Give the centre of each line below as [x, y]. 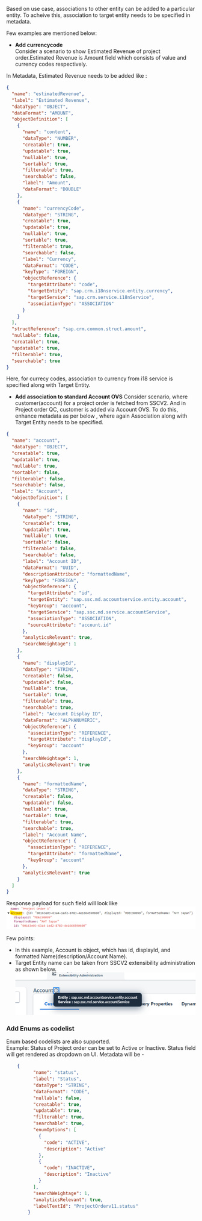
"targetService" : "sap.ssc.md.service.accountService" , [99, 612]
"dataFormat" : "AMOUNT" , [43, 113]
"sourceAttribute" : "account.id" [70, 625]
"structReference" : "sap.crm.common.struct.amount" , [79, 329]
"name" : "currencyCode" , [53, 208]
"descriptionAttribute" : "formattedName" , [76, 574]
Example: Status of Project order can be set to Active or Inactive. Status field [101, 1048]
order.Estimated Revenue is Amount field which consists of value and [100, 58]
